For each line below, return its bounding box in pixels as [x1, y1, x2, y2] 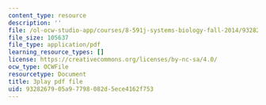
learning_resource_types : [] [8, 48, 104, 56]
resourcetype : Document [8, 70, 87, 78]
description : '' [8, 19, 62, 27]
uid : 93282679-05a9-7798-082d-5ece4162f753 [8, 84, 154, 93]
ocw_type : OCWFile [8, 63, 69, 71]
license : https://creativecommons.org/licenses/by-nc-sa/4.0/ [8, 56, 218, 64]
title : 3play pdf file [8, 77, 83, 85]
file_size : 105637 [8, 33, 69, 42]
